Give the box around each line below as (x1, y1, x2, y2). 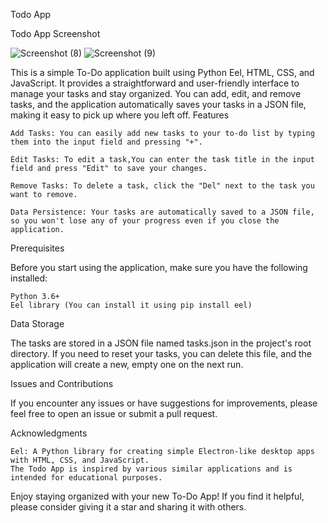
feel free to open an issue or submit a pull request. (10, 408, 218, 419)
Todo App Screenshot (10, 28, 101, 39)
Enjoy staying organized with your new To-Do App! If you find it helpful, (10, 490, 305, 502)
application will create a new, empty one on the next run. (10, 359, 244, 370)
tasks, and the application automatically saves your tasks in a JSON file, (10, 99, 307, 110)
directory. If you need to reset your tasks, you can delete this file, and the (10, 348, 312, 359)
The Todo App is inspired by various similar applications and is (10, 464, 293, 474)
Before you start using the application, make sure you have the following (10, 262, 308, 273)
